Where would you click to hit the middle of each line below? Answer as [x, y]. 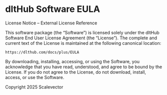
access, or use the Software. [35, 77]
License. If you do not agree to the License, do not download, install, [76, 72]
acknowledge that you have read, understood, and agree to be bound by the [84, 67]
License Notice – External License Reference [51, 23]
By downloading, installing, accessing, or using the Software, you [72, 61]
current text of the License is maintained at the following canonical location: [83, 43]
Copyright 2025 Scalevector [34, 87]
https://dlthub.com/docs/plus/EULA [42, 52]
